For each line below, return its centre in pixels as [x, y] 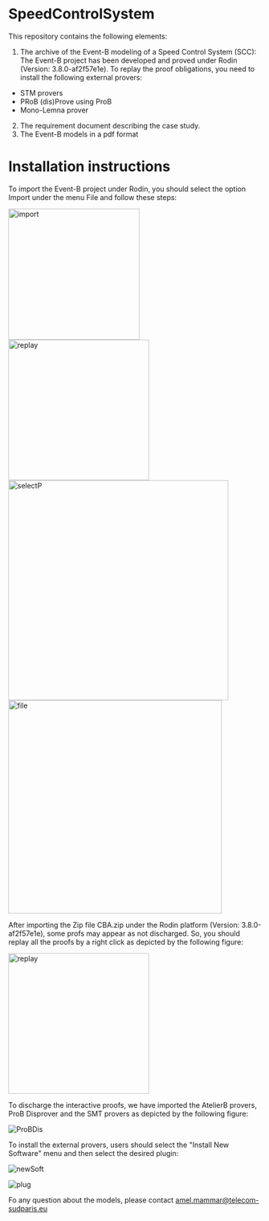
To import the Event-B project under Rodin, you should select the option [127, 189]
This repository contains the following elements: [88, 36]
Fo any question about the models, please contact [91, 1200]
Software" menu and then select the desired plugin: [94, 1153]
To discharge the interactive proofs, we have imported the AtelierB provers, [132, 1105]
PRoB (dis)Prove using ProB [66, 101]
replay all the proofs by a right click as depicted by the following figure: [126, 941]
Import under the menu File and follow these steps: [93, 197]
